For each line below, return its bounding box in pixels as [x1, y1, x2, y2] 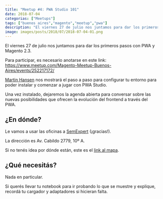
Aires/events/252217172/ [5, 68, 55, 73]
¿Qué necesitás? [5, 161, 57, 170]
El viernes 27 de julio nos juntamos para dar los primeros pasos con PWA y [5, 43, 155, 48]
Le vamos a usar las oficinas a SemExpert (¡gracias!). [5, 128, 112, 134]
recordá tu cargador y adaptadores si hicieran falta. [5, 188, 108, 194]
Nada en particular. [5, 174, 44, 180]
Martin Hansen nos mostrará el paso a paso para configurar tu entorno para [5, 77, 157, 83]
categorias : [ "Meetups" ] [5, 16, 55, 21]
